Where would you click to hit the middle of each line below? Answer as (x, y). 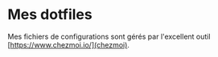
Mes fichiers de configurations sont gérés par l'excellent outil (109, 36)
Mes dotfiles (50, 15)
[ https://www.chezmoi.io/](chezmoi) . (69, 44)
